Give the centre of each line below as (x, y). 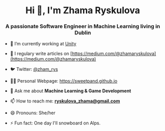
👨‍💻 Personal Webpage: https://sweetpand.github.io (64, 81)
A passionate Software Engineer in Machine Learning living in (83, 27)
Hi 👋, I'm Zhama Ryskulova (83, 10)
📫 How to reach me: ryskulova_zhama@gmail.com (65, 101)
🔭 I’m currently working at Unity (43, 44)
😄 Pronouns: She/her (33, 113)
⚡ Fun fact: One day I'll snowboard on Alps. (55, 123)
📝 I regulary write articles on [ (41, 54)
